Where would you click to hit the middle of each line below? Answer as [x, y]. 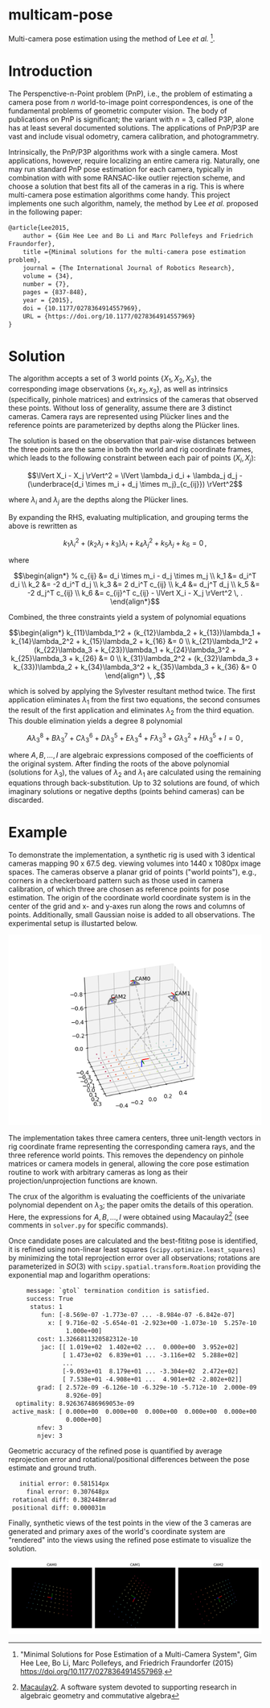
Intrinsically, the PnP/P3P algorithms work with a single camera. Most [123, 152]
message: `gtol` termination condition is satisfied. [118, 1291]
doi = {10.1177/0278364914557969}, [82, 308]
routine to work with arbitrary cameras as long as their [98, 1172]
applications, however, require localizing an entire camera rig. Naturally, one [134, 160]
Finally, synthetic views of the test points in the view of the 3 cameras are [130, 1523]
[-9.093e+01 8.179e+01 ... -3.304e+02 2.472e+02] [151, 1372]
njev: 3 [50, 1436]
